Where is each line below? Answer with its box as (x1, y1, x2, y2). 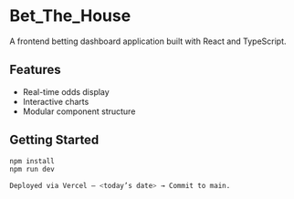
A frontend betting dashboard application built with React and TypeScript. (9, 36, 287, 47)
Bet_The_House (9, 5, 131, 26)
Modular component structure (22, 106, 136, 117)
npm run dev (9, 165, 55, 174)
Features (9, 62, 61, 78)
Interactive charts (22, 96, 89, 107)
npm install (9, 156, 55, 165)
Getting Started (9, 132, 100, 148)
